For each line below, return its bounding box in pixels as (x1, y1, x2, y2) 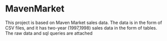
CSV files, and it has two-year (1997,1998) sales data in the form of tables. (5, 24, 157, 30)
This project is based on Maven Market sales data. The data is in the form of (5, 19, 162, 25)
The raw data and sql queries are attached (5, 30, 93, 36)
